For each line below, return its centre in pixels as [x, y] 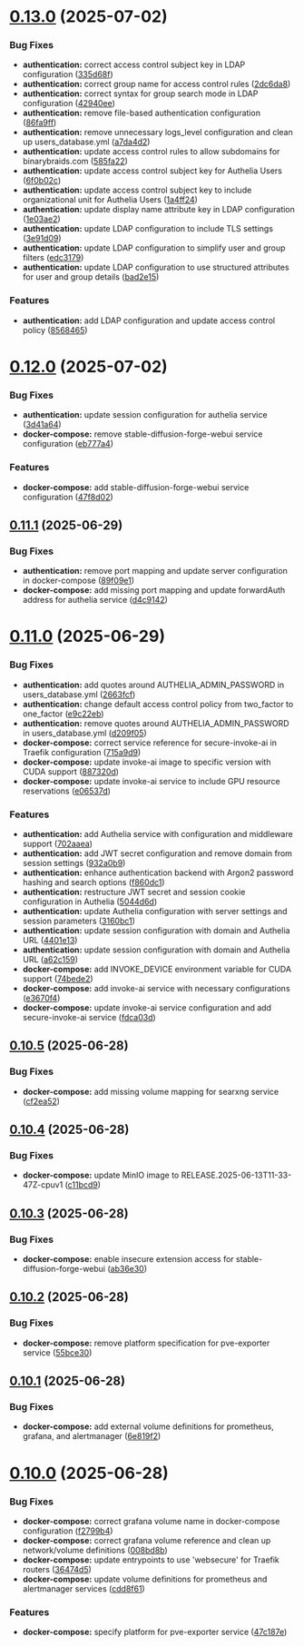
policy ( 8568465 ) [55, 330]
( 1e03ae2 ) [41, 219]
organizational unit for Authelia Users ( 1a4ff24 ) [110, 200]
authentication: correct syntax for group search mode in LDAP [140, 94]
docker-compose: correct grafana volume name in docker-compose [151, 1521]
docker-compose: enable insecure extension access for [128, 1259]
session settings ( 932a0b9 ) [74, 863]
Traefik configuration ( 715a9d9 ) [82, 752]
